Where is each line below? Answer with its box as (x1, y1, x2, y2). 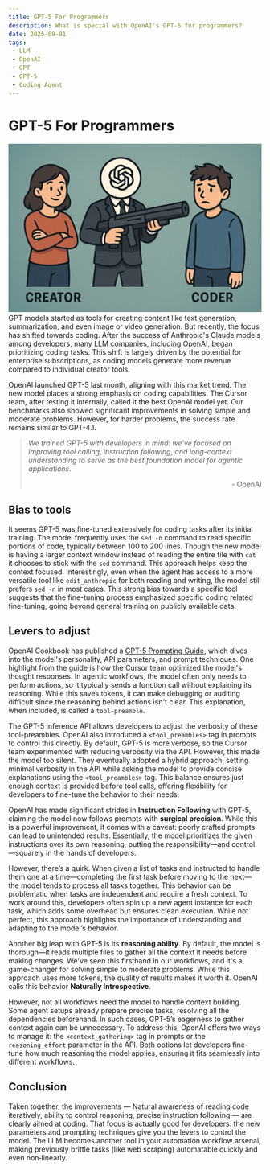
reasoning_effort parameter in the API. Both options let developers (8, 1040, 231, 1049)
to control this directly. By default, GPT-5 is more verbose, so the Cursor (8, 738, 247, 748)
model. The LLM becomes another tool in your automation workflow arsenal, (8, 1135, 261, 1145)
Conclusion (8, 1080, 67, 1094)
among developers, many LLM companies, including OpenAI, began (8, 339, 233, 349)
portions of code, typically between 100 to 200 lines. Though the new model (8, 541, 261, 551)
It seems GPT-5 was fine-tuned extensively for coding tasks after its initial (8, 524, 253, 534)
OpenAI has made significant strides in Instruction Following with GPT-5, (8, 805, 252, 815)
